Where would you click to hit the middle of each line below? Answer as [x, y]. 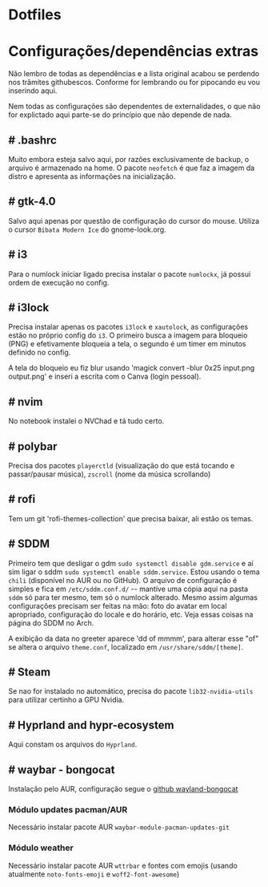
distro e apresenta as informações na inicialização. [92, 176]
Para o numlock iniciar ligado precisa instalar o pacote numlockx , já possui [130, 273]
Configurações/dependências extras [134, 52]
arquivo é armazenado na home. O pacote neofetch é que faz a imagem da [132, 168]
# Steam [29, 672]
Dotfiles [35, 15]
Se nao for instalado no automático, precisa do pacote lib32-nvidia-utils [131, 691]
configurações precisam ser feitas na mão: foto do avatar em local [118, 606]
